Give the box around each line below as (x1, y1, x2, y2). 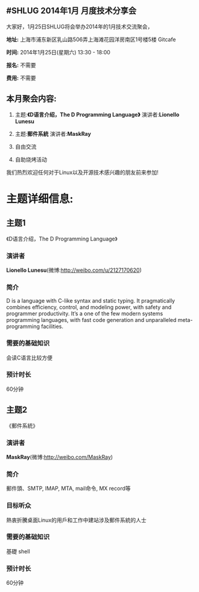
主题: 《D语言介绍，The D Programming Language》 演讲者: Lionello (14, 111, 180, 118)
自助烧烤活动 (14, 156, 47, 163)
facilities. (41, 323, 63, 330)
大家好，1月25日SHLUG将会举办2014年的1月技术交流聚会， (6, 23, 153, 30)
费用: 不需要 (6, 74, 36, 82)
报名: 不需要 (6, 61, 36, 68)
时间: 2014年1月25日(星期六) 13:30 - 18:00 (6, 48, 110, 56)
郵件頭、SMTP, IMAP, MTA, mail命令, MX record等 (6, 485, 131, 492)
